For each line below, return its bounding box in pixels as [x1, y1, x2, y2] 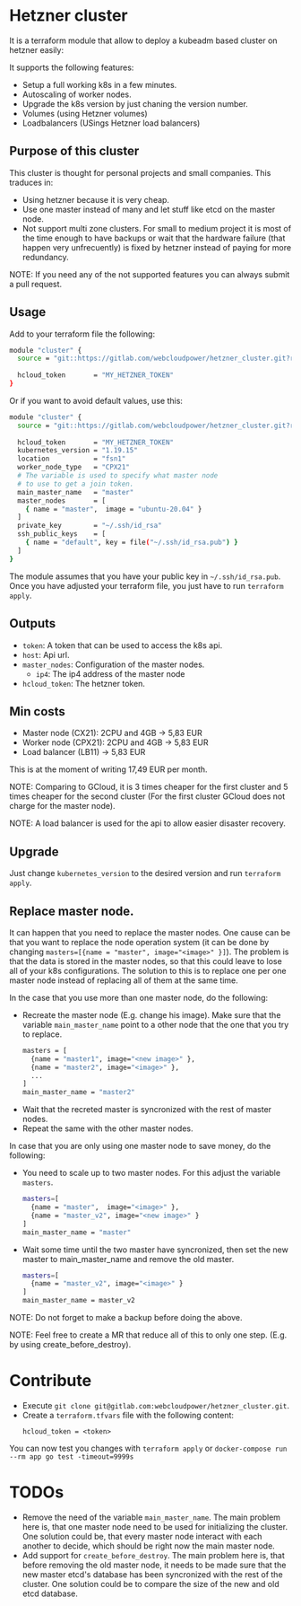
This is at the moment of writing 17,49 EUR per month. [9, 764, 208, 775]
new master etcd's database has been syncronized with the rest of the [21, 1568, 284, 1580]
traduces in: [9, 177, 54, 188]
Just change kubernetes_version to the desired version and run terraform [9, 868, 281, 879]
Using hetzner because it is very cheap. [21, 194, 170, 205]
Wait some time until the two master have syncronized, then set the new [21, 1244, 288, 1255]
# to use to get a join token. [17, 479, 134, 488]
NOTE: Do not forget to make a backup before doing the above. [9, 1312, 244, 1323]
